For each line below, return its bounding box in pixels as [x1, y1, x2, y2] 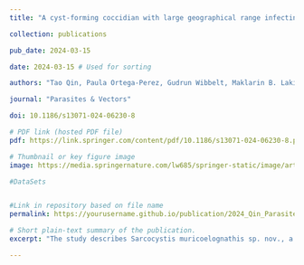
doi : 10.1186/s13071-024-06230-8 [9, 111, 136, 120]
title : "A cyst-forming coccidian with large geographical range [9, 13, 261, 23]
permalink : [9, 210, 51, 219]
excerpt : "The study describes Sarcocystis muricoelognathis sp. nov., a [9, 234, 294, 243]
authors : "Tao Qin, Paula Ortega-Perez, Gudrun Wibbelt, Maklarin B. [9, 79, 278, 88]
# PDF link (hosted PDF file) [9, 128, 124, 137]
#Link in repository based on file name [9, 201, 165, 211]
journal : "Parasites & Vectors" [9, 95, 131, 104]
